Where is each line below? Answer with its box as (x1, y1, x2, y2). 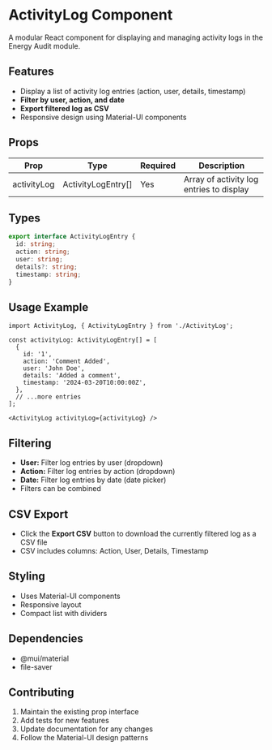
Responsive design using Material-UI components (19, 112, 187, 122)
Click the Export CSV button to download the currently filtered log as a (19, 528, 257, 538)
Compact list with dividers (19, 608, 108, 618)
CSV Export (8, 507, 69, 521)
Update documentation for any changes (19, 724, 154, 734)
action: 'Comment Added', (23, 357, 111, 366)
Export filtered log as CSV (19, 103, 109, 113)
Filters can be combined (19, 484, 101, 494)
